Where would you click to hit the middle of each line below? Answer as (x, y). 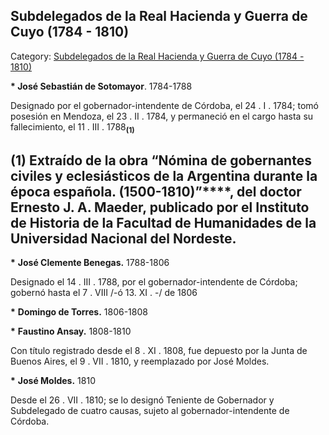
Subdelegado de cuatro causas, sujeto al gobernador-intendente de (150, 411)
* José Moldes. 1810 (53, 381)
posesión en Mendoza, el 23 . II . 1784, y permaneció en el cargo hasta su (162, 116)
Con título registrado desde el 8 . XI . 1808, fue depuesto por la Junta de (159, 351)
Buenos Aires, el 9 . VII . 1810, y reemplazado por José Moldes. (140, 361)
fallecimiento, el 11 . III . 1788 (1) (72, 127)
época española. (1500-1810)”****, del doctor (156, 192)
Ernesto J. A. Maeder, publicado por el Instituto (160, 207)
